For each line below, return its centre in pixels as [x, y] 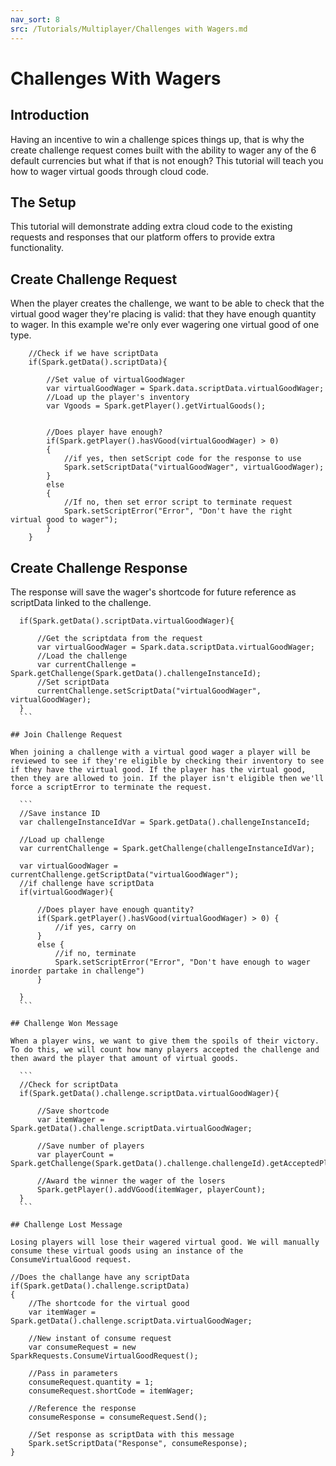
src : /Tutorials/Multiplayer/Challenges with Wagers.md [129, 29]
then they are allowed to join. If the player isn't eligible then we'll [167, 778]
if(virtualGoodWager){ [66, 892]
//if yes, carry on [95, 927]
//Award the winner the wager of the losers [131, 1181]
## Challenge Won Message [64, 1023]
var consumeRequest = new [82, 1347]
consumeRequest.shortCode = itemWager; [111, 1391]
